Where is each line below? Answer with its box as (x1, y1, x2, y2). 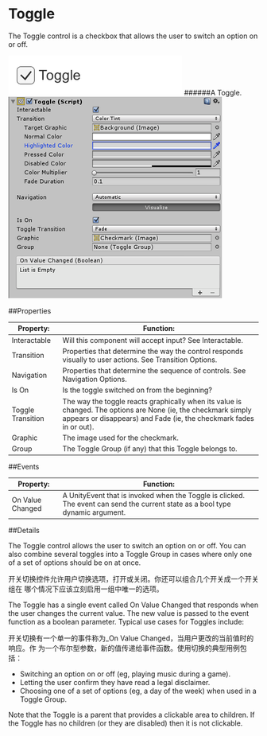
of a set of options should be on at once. (8, 558, 141, 567)
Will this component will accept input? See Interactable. (62, 335, 244, 345)
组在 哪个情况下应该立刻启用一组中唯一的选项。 (8, 584, 164, 594)
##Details (8, 525, 40, 535)
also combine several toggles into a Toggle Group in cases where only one (8, 549, 253, 559)
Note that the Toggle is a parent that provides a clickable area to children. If (8, 710, 256, 719)
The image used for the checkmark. (62, 433, 179, 442)
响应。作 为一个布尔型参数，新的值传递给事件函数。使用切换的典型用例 (8, 643, 240, 652)
